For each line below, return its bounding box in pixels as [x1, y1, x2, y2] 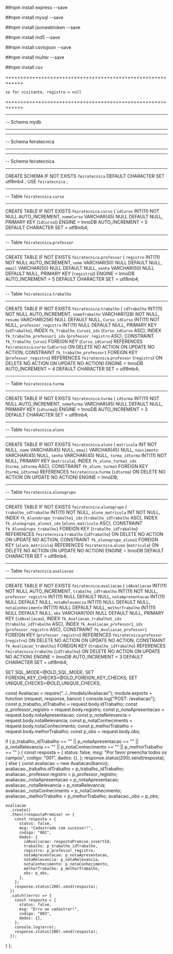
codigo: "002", [19, 830, 52, 835]
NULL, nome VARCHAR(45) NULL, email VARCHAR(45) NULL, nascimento [5, 447, 159, 453]
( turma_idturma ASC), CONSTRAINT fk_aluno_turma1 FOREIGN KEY [5, 463, 148, 469]
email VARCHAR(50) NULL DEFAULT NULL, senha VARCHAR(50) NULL [5, 265, 154, 271]
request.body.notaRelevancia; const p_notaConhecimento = [5, 718, 133, 723]
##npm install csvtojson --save [5, 44, 72, 50]
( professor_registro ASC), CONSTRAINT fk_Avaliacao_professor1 [5, 627, 147, 632]
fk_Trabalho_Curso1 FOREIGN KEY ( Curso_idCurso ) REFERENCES [5, 338, 143, 344]
